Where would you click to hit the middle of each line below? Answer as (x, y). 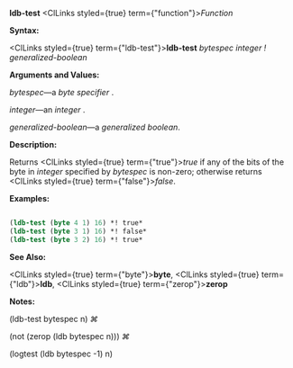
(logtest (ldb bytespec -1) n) (61, 354)
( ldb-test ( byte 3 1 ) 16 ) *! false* (78, 231)
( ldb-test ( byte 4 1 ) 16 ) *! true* (76, 223)
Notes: (23, 301)
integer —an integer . (47, 110)
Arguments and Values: (55, 75)
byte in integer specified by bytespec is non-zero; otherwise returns (136, 171)
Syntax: (24, 30)
